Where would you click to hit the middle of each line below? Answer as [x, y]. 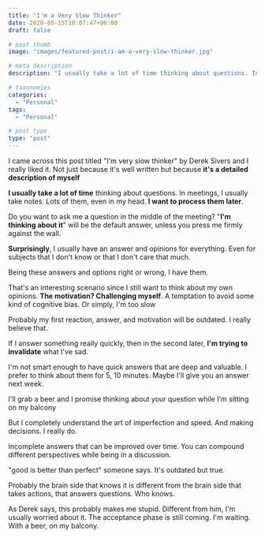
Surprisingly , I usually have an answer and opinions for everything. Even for [132, 248]
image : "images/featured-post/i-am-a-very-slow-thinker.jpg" [111, 52]
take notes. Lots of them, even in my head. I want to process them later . [126, 201]
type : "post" [30, 139]
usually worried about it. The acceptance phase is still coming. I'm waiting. [129, 517]
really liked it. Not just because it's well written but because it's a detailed [128, 169]
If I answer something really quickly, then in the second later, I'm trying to [128, 343]
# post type [28, 131]
